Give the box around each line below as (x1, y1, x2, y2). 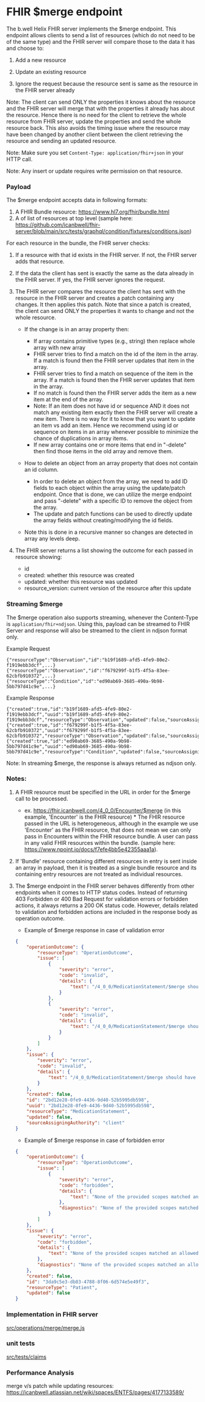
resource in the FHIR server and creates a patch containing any (15, 295, 174, 302)
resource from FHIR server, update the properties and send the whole (6, 118, 181, 125)
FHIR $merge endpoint (6, 5, 123, 19)
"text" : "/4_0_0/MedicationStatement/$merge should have (48, 1074, 196, 1080)
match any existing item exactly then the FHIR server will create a (33, 409, 198, 416)
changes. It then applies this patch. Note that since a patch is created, (15, 301, 192, 308)
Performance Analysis (6, 1368, 74, 1377)
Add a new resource (15, 56, 67, 63)
